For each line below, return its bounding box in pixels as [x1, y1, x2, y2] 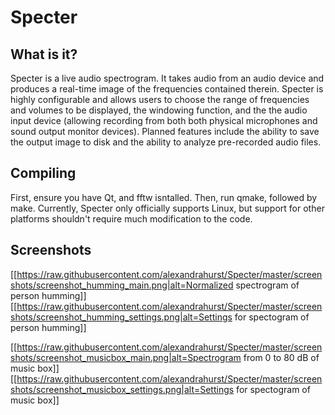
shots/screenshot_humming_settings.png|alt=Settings [10, 311, 233, 323]
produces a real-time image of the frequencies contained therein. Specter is [10, 83, 324, 95]
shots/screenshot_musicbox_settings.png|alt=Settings [10, 383, 235, 395]
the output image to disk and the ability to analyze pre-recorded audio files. [10, 136, 322, 148]
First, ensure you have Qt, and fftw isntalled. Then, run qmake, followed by [10, 191, 318, 203]
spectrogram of [235, 279, 300, 291]
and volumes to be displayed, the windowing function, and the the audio [10, 104, 308, 116]
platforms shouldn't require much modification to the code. [10, 212, 253, 225]
